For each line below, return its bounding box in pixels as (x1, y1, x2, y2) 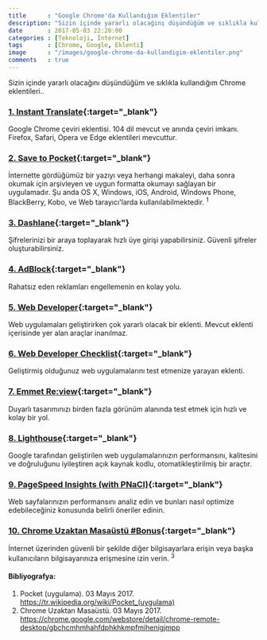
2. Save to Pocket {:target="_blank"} (8, 153, 152, 164)
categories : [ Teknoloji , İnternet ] (8, 33, 130, 42)
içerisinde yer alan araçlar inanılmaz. (8, 328, 129, 338)
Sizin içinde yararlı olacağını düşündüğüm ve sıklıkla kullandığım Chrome (8, 77, 246, 88)
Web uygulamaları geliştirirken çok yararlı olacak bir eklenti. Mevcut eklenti (8, 320, 253, 330)
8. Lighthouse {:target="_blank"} (8, 432, 137, 443)
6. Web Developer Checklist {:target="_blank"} (8, 348, 192, 359)
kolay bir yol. (8, 412, 50, 422)
